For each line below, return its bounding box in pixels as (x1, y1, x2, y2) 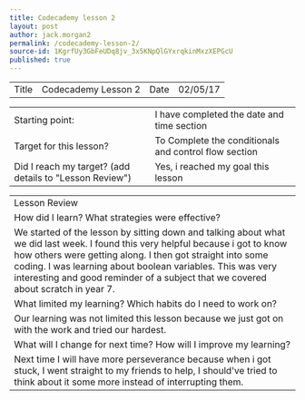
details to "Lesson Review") (14, 171, 132, 184)
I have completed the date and (154, 108, 284, 121)
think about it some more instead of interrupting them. (14, 376, 244, 388)
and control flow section (154, 146, 259, 158)
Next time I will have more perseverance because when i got (14, 353, 271, 366)
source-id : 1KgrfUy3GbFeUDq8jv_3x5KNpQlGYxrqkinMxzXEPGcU (9, 47, 233, 56)
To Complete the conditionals (154, 134, 280, 146)
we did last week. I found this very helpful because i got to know (14, 238, 288, 249)
